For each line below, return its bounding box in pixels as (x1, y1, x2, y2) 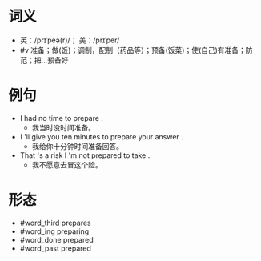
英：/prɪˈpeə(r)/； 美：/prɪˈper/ (19, 35, 120, 45)
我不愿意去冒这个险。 (31, 159, 102, 169)
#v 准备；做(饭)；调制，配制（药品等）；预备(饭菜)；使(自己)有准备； (19, 45, 247, 54)
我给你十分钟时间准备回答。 (31, 141, 124, 151)
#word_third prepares (19, 218, 91, 227)
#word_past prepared (19, 243, 92, 253)
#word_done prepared (19, 235, 94, 244)
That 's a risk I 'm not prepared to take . (19, 150, 151, 160)
